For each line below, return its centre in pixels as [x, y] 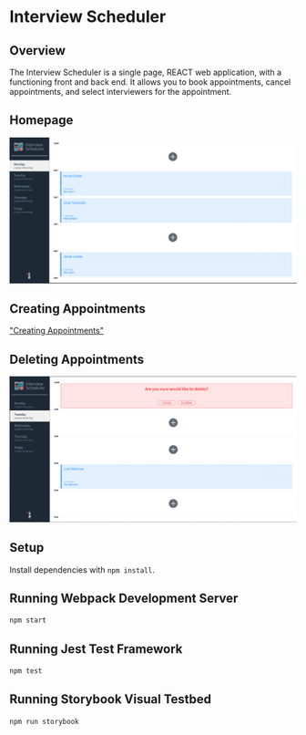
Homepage [41, 120]
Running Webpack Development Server [124, 599]
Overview [38, 51]
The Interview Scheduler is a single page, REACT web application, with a [146, 72]
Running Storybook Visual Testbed [111, 699]
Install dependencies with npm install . [82, 569]
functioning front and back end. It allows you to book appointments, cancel [150, 82]
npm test [26, 671]
